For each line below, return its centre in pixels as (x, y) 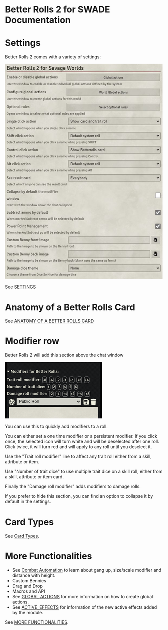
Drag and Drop (28, 586)
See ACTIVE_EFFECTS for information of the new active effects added (85, 607)
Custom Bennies (29, 581)
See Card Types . (22, 536)
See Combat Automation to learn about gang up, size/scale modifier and (87, 570)
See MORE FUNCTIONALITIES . (37, 622)
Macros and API (29, 591)
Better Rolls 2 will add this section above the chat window (64, 355)
